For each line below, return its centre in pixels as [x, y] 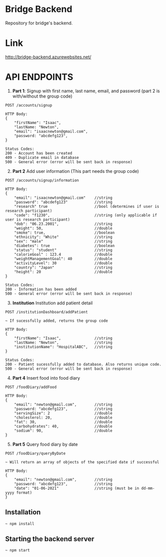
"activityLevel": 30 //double [63, 263]
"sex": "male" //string [63, 241]
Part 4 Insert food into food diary [46, 378]
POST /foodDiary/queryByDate [35, 453]
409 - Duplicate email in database [42, 157]
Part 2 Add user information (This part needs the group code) [76, 171]
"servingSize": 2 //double [63, 413]
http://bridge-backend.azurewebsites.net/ [48, 57]
